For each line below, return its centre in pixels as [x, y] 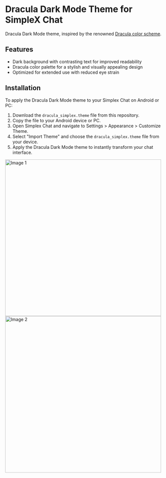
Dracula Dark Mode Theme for [69, 9]
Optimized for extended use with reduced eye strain [66, 72]
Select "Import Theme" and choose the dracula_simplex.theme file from [86, 136]
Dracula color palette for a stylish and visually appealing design [78, 67]
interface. [22, 152]
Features [19, 49]
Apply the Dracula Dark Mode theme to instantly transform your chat [83, 147]
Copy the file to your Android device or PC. [57, 120]
